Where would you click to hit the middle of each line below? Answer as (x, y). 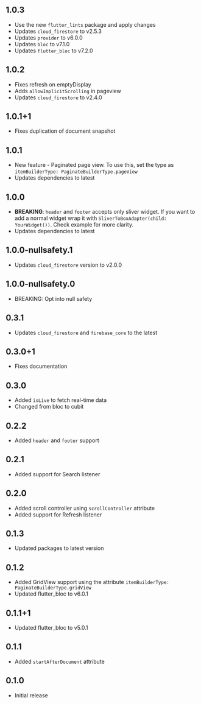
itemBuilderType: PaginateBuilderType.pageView (76, 172)
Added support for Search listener (57, 474)
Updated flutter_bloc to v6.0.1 (51, 594)
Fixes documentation (41, 366)
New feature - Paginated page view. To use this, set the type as (94, 165)
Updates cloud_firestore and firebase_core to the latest (86, 333)
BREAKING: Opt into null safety (53, 298)
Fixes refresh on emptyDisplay (53, 84)
